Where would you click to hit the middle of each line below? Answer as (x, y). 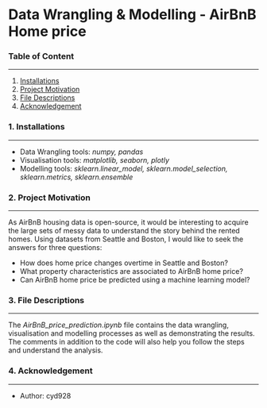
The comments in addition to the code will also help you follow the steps (126, 342)
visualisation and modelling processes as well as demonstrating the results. (132, 333)
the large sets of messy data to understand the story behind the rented (124, 231)
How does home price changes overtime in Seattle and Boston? (124, 263)
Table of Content (41, 56)
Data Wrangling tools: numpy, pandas (81, 152)
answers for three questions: (55, 248)
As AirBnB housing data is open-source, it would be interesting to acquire (128, 222)
